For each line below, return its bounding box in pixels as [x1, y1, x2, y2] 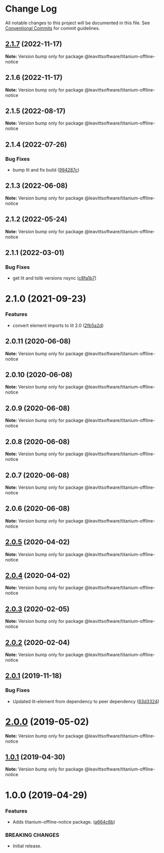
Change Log [5, 3, 57, 15]
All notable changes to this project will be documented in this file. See [5, 20, 150, 26]
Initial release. [12, 843, 42, 849]
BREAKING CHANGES [5, 831, 60, 838]
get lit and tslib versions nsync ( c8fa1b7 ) [12, 275, 97, 281]
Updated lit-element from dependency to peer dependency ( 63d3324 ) [12, 698, 159, 704]
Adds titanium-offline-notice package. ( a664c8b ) [12, 819, 116, 825]
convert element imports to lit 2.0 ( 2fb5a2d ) [12, 322, 104, 328]
